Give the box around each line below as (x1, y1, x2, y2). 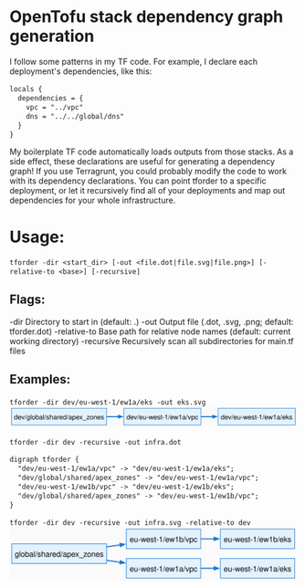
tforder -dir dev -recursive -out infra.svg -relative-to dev (9, 519, 251, 528)
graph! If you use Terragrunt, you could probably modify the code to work (9, 165, 288, 176)
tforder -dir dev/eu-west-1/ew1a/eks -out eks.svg (9, 397, 206, 407)
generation (9, 26, 95, 47)
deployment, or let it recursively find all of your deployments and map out (9, 184, 286, 195)
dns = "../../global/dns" (26, 111, 125, 121)
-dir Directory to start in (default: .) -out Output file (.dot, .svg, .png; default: (9, 316, 294, 327)
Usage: (9, 226, 66, 247)
